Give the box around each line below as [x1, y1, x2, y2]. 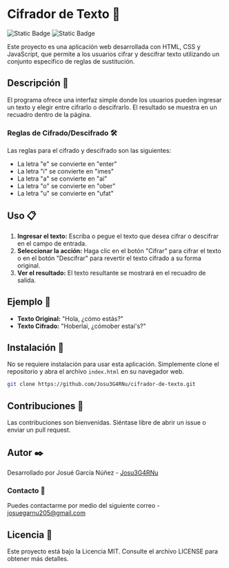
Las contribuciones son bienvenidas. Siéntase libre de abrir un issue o [7, 419, 206, 427]
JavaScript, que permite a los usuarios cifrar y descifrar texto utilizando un [7, 50, 219, 58]
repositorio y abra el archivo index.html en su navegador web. [7, 367, 185, 376]
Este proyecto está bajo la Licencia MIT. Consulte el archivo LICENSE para [7, 547, 219, 556]
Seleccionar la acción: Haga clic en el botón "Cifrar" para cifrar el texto [17, 246, 222, 255]
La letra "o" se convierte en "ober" [17, 182, 116, 190]
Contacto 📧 [7, 486, 46, 495]
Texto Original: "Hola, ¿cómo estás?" [17, 314, 124, 322]
